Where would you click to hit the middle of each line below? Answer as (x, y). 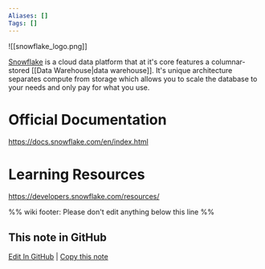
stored (19, 70)
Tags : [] (23, 23)
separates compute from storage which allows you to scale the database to (133, 79)
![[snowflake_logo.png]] (48, 46)
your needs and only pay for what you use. (79, 87)
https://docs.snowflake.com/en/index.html (78, 142)
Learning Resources (77, 174)
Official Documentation (88, 119)
